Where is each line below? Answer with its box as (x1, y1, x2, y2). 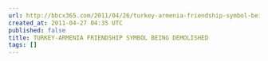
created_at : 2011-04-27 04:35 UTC (8, 19, 124, 27)
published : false (8, 26, 66, 34)
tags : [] (8, 41, 37, 49)
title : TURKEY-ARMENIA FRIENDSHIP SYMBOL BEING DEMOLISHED (8, 33, 209, 42)
